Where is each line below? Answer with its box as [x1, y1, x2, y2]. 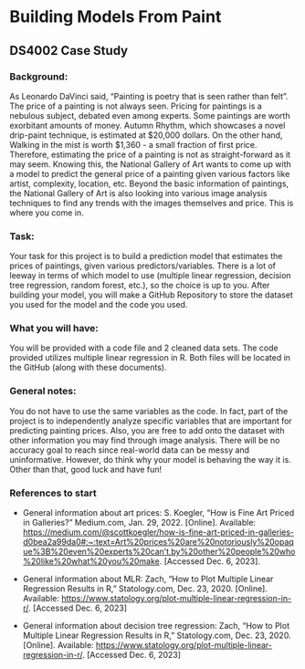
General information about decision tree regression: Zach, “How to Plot [22, 621, 290, 632]
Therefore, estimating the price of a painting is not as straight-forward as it [9, 149, 290, 160]
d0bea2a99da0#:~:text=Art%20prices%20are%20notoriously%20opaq [22, 537, 294, 548]
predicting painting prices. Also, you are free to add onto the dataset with [9, 424, 285, 435]
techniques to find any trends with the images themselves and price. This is [9, 197, 294, 208]
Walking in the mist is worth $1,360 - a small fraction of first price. [9, 139, 258, 150]
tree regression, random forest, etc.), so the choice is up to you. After [9, 280, 270, 291]
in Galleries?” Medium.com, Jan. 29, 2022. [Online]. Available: [22, 517, 257, 528]
